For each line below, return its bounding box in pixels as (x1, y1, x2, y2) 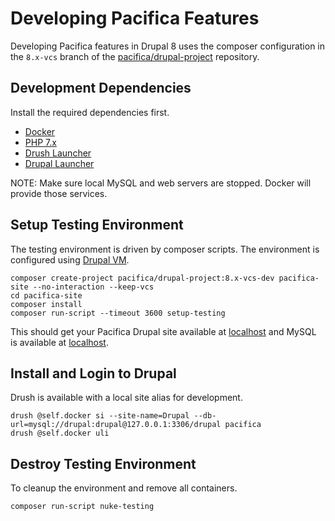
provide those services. (10, 187, 108, 199)
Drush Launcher (24, 147, 92, 159)
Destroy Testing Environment (10, 455, 197, 472)
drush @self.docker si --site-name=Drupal (10, 411, 190, 421)
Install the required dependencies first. (10, 106, 170, 118)
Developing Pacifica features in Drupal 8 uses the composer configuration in (10, 40, 326, 52)
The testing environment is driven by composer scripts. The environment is (10, 243, 320, 255)
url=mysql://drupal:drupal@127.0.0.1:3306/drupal (10, 420, 222, 430)
